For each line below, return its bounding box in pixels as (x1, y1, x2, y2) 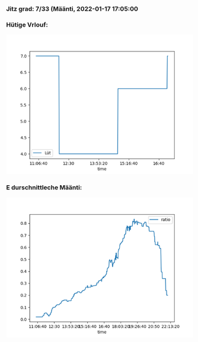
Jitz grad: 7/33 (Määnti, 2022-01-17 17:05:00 (6, 5, 138, 13)
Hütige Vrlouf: (6, 20, 49, 28)
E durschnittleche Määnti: (6, 183, 82, 192)
